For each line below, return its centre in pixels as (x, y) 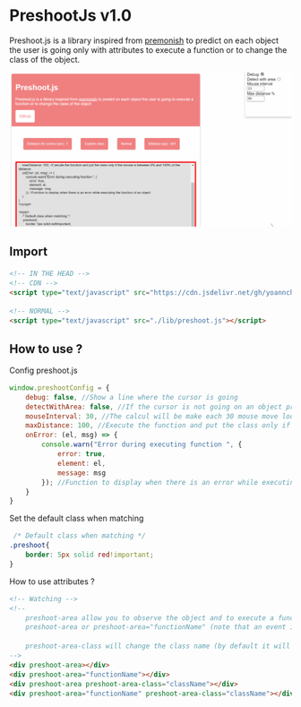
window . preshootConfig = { (60, 388)
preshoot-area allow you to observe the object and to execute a (150, 618)
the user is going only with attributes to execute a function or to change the (148, 49)
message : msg (81, 473)
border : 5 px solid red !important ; (90, 555)
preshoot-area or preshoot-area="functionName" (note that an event (156, 627)
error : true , (81, 454)
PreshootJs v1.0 (71, 16)
